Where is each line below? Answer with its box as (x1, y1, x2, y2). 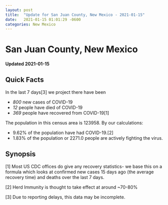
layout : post (5, 7, 33, 13)
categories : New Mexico (5, 21, 56, 27)
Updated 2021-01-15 (5, 61, 50, 67)
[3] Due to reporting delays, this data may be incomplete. (5, 194, 126, 200)
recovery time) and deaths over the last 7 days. (5, 174, 105, 180)
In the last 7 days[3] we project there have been (5, 89, 106, 95)
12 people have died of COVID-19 (12, 104, 83, 110)
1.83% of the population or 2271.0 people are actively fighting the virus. (12, 135, 163, 141)
